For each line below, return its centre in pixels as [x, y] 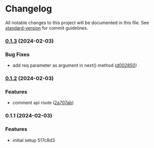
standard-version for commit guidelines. [47, 28]
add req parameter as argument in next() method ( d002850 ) [74, 65]
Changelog [29, 9]
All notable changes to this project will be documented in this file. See [77, 23]
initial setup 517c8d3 [34, 140]
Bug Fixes [18, 54]
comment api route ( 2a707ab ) [43, 103]
